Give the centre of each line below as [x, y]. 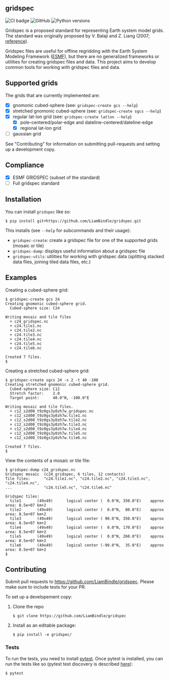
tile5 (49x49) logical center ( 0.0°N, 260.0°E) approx [87, 536]
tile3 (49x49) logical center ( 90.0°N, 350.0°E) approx [87, 518]
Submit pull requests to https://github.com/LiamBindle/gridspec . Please [80, 582]
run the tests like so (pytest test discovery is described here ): [69, 664]
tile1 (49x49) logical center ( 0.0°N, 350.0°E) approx [87, 501]
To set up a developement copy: [39, 597]
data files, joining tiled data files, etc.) [52, 262]
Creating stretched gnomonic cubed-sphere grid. [57, 384]
